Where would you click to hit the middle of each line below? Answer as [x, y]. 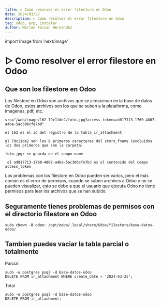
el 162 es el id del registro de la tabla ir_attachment [64, 133]
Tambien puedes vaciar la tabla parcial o [67, 244]
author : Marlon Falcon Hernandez [39, 28]
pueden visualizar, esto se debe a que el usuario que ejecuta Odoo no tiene [80, 186]
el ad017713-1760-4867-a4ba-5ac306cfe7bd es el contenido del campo [78, 162]
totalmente [22, 252]
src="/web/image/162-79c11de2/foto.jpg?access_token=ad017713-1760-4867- [81, 120]
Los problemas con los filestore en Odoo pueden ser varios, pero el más [77, 176]
